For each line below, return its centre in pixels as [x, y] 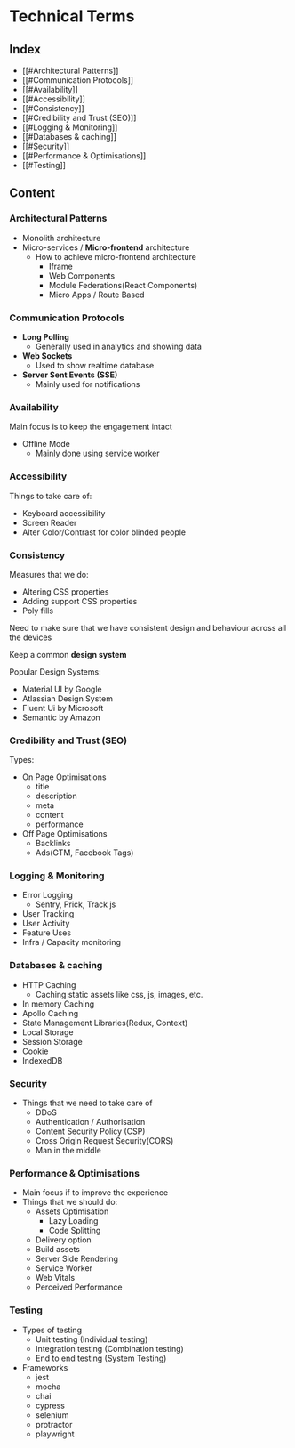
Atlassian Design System [68, 698]
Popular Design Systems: [55, 671]
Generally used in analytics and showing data [119, 346]
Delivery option [63, 1240]
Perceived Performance [79, 1287]
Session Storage [52, 1041]
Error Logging [48, 895]
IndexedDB [42, 1060]
